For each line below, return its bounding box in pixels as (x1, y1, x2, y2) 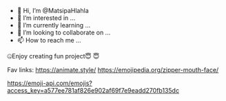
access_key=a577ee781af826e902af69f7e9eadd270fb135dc (7, 87, 180, 94)
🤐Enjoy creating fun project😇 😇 (7, 52, 100, 60)
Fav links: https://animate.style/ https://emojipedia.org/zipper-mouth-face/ (7, 66, 219, 74)
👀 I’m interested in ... (17, 14, 76, 22)
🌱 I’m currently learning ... (17, 21, 91, 29)
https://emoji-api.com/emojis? (7, 79, 93, 87)
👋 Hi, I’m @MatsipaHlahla (17, 7, 90, 14)
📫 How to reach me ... (17, 36, 81, 44)
